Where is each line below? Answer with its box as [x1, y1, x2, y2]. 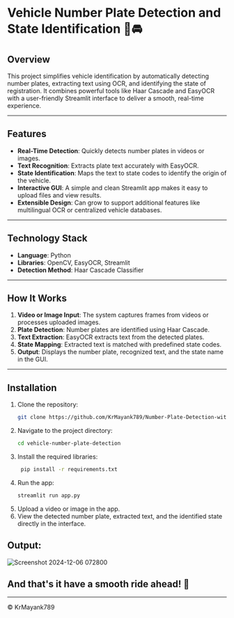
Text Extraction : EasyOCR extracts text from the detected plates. [17, 333, 205, 342]
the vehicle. [17, 176, 51, 184]
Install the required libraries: [17, 452, 98, 461]
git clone [17, 414, 47, 421]
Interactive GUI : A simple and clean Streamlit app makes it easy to [17, 183, 208, 192]
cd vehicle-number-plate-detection [17, 440, 121, 447]
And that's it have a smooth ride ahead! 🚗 [7, 578, 190, 589]
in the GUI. [17, 355, 49, 363]
